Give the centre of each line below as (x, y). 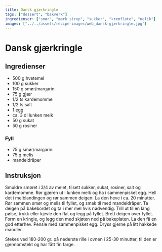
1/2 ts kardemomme (32, 99)
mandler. (14, 230)
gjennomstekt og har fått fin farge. (40, 245)
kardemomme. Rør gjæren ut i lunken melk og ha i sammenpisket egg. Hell (81, 193)
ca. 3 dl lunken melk (33, 115)
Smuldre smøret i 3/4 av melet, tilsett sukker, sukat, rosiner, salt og (73, 188)
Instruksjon (23, 175)
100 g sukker (25, 84)
